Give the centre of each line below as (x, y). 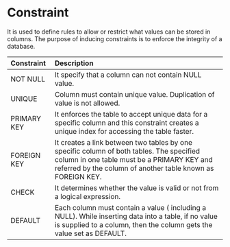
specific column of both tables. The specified (127, 151)
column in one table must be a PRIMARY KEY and (134, 159)
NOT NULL (28, 79)
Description (74, 63)
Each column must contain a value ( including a (130, 207)
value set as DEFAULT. (90, 233)
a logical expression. (88, 196)
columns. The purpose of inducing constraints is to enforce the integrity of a (115, 38)
